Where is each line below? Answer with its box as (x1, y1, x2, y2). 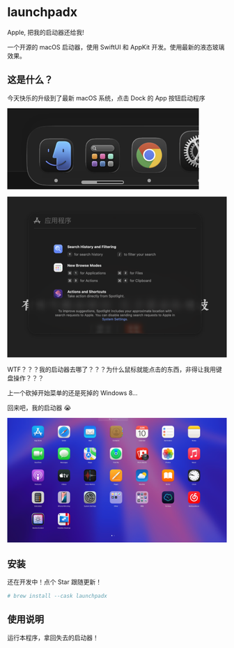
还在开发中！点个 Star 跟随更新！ (7, 578, 102, 586)
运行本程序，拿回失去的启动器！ (7, 633, 99, 642)
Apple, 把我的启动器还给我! (7, 28, 85, 36)
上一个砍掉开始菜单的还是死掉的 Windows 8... (7, 388, 138, 397)
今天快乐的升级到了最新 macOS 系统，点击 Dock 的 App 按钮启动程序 (7, 93, 205, 102)
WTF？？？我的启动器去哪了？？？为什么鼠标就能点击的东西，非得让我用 (7, 365, 217, 373)
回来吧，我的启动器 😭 (7, 403, 72, 412)
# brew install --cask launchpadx (7, 593, 108, 600)
